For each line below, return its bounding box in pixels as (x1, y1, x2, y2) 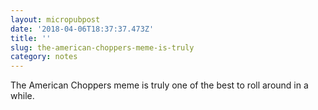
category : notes (10, 52, 78, 62)
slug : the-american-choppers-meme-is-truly (10, 42, 195, 53)
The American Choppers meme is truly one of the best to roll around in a (10, 79, 309, 91)
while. (10, 90, 35, 102)
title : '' (10, 33, 52, 43)
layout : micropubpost (10, 14, 101, 25)
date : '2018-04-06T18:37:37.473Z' (10, 24, 155, 34)
